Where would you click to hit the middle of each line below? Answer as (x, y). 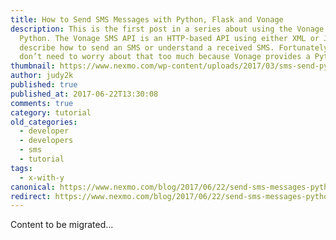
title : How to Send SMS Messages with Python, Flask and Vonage (147, 19)
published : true (44, 85)
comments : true (42, 103)
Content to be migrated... (62, 225)
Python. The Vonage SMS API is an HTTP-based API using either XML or (169, 38)
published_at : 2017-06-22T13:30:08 (84, 94)
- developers (46, 141)
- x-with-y (42, 177)
